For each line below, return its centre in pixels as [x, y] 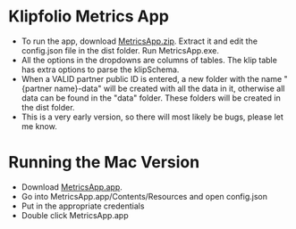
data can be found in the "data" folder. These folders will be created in [151, 98]
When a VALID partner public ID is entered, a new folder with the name [152, 78]
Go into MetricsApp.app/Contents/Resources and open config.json [144, 196]
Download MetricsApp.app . [72, 187]
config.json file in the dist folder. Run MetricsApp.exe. [120, 50]
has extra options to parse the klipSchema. [100, 70]
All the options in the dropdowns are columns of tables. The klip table [149, 60]
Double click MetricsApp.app [75, 215]
